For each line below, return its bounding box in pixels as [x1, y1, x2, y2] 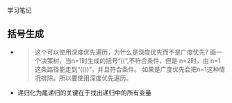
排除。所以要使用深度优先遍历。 [40, 73, 133, 82]
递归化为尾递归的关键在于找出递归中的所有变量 [17, 88, 151, 97]
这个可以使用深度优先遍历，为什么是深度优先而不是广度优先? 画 [34, 48, 217, 56]
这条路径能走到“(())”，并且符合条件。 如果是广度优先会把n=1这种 [34, 65, 219, 73]
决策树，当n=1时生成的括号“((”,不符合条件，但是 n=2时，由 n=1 [40, 56, 221, 64]
